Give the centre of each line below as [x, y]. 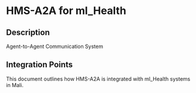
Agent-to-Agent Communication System [55, 46]
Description [28, 32]
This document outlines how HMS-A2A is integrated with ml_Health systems [98, 79]
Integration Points [40, 65]
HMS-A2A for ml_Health [66, 11]
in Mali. [15, 85]
